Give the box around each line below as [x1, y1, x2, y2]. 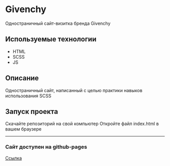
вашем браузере [5, 126, 42, 132]
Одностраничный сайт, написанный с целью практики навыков [5, 87, 143, 93]
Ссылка [5, 155, 22, 161]
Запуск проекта [5, 107, 58, 116]
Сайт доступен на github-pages [5, 143, 88, 150]
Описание [5, 74, 39, 82]
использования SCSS [5, 93, 52, 99]
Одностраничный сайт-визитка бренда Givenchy [5, 20, 111, 26]
